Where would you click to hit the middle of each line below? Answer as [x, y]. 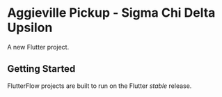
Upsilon [30, 28]
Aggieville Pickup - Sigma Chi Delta [111, 13]
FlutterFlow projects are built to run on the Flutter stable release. [100, 86]
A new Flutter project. [38, 47]
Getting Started [41, 69]
